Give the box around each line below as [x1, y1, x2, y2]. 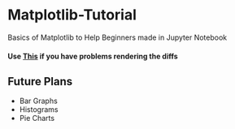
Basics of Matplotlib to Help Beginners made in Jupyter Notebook [7, 32, 228, 42]
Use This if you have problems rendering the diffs [7, 51, 178, 61]
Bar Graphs [19, 96, 58, 106]
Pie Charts [19, 114, 54, 123]
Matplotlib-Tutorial [7, 6, 137, 24]
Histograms [19, 105, 59, 114]
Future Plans [7, 75, 73, 88]
